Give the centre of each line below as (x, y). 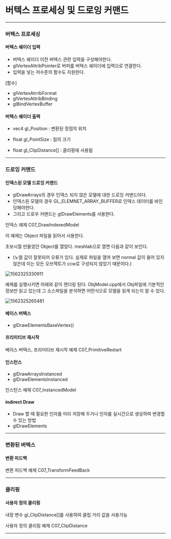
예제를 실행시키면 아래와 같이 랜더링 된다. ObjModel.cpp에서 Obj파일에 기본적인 (85, 285)
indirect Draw (20, 402)
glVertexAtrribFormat (35, 93)
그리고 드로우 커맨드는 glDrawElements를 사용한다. (64, 214)
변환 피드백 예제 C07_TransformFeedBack (48, 470)
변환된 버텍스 (20, 445)
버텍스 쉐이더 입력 (23, 47)
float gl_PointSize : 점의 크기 (42, 139)
